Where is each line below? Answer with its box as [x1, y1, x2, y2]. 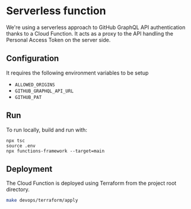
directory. [6, 186, 30, 193]
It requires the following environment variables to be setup [6, 69, 149, 76]
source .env [6, 143, 36, 149]
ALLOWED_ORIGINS [14, 82, 55, 88]
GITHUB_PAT [14, 94, 42, 100]
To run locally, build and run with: [6, 126, 88, 133]
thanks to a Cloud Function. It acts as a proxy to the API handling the [6, 30, 174, 37]
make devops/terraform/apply [6, 197, 78, 204]
